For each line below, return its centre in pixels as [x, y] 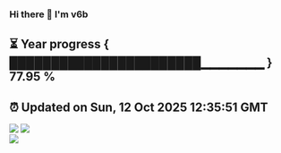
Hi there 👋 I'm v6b [49, 14]
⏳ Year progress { [60, 44]
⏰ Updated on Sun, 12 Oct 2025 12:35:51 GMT [139, 107]
